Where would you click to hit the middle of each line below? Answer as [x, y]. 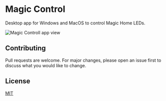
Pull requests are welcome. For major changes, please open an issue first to [83, 60]
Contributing [25, 48]
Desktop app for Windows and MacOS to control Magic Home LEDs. [75, 23]
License [18, 81]
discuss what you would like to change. [46, 65]
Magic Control [35, 9]
